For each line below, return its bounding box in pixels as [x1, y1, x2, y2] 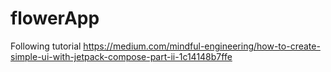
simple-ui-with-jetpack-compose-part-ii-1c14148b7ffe [10, 50, 233, 62]
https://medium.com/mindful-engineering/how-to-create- [83, 40, 321, 52]
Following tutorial [10, 40, 82, 52]
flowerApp [10, 7, 100, 30]
